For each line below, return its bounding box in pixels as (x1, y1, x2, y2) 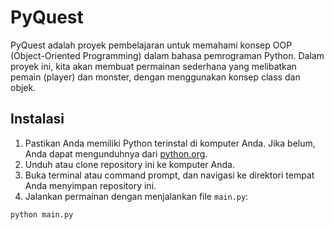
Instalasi (10, 111, 65, 128)
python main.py (10, 209, 74, 220)
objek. (10, 81, 37, 93)
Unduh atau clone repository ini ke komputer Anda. (24, 158, 235, 170)
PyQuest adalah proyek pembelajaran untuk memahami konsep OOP (10, 39, 293, 51)
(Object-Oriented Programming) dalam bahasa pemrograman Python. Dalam (10, 49, 325, 61)
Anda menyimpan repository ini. (24, 179, 157, 191)
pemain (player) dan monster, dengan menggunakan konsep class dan (10, 71, 301, 83)
